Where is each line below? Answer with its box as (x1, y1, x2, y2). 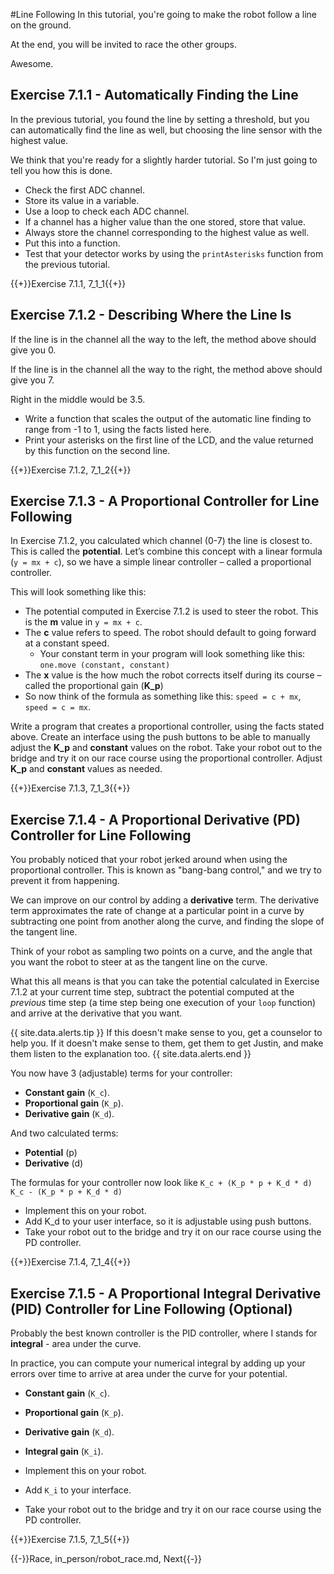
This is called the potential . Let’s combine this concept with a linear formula (10, 545, 323, 558)
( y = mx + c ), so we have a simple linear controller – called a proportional (10, 556, 312, 568)
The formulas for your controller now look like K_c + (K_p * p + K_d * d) (10, 1177, 313, 1189)
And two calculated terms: (10, 1127, 119, 1139)
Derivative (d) (24, 1157, 84, 1169)
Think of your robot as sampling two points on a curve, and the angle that (10, 945, 313, 958)
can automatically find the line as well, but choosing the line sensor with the (10, 124, 323, 136)
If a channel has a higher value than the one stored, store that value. (24, 215, 306, 228)
